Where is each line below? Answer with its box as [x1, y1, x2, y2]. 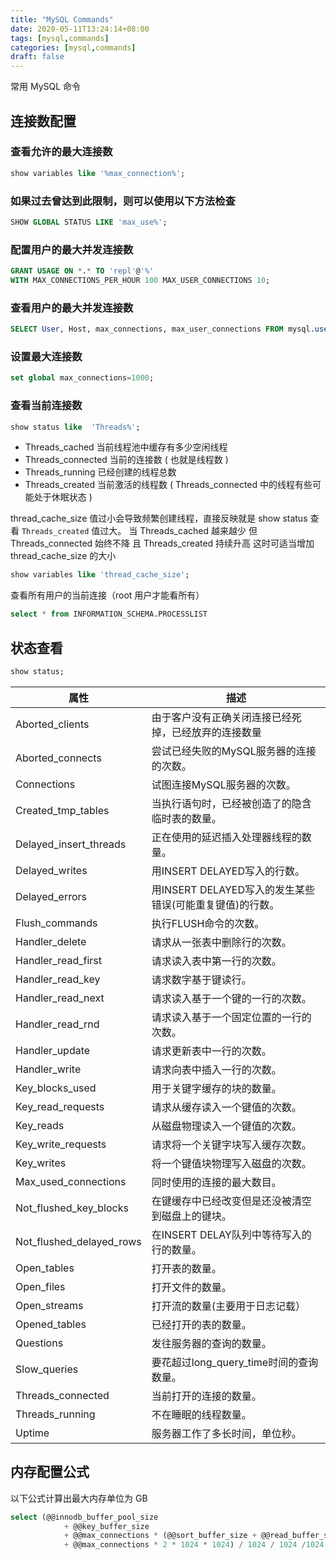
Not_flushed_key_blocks [15, 1201, 129, 1215]
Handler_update [15, 1043, 91, 1057]
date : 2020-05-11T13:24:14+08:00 [10, 24, 150, 34]
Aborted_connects [15, 751, 102, 765]
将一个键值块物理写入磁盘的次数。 [151, 1156, 312, 1170]
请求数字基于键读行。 [151, 972, 252, 986]
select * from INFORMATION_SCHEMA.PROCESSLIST [10, 609, 208, 620]
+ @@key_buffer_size [63, 1521, 150, 1531]
